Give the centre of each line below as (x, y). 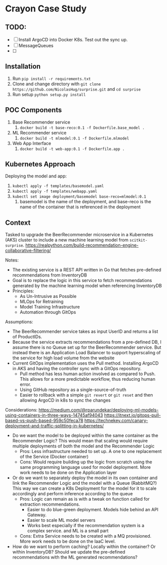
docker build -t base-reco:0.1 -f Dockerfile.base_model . (82, 128)
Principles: (23, 291)
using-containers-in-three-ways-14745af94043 (54, 415)
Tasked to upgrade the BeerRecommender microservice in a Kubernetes (79, 235)
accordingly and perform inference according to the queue (73, 494)
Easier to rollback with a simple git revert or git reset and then (86, 395)
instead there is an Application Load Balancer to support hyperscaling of (86, 353)
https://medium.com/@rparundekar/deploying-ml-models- (99, 410)
